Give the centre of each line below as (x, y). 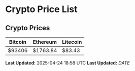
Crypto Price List (41, 9)
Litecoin (72, 42)
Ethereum (45, 42)
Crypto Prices (28, 28)
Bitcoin (18, 42)
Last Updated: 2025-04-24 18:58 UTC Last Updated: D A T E (68, 63)
